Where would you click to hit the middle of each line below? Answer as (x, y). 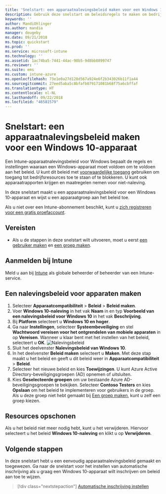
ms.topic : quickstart (27, 42)
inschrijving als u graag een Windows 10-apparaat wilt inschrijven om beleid (83, 472)
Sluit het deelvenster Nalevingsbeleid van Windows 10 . (69, 348)
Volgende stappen (34, 449)
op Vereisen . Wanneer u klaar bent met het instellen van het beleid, (81, 337)
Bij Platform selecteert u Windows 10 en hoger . (61, 321)
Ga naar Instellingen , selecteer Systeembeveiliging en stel (73, 327)
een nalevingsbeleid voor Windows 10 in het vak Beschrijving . (77, 316)
